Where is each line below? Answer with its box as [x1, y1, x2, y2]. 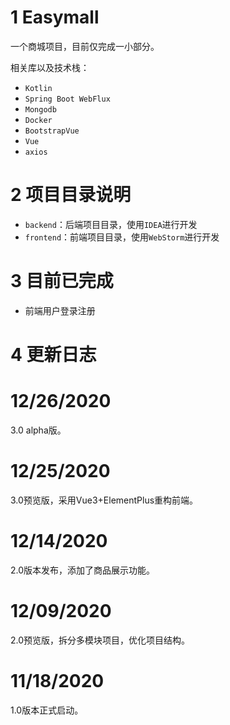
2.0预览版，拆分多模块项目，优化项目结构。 [10, 634, 191, 646]
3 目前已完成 [10, 270, 114, 293]
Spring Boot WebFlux [24, 94, 111, 104]
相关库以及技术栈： [10, 61, 90, 73]
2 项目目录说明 [10, 184, 132, 206]
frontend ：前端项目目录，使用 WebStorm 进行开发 [24, 231, 220, 243]
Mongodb [24, 104, 57, 115]
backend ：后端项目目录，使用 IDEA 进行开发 [24, 218, 198, 230]
